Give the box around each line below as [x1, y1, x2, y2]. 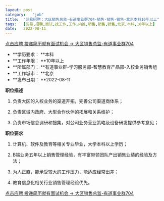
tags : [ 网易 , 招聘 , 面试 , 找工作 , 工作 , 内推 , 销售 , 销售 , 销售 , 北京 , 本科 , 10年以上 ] [5, 21, 155, 27]
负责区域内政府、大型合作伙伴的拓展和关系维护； [12, 109, 115, 115]
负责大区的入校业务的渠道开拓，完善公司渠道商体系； [12, 98, 124, 104]
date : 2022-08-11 [5, 26, 46, 31]
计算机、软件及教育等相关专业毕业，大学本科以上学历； [12, 141, 128, 147]
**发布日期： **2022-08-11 [12, 77, 71, 83]
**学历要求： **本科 [12, 52, 54, 58]
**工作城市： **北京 [12, 70, 54, 76]
